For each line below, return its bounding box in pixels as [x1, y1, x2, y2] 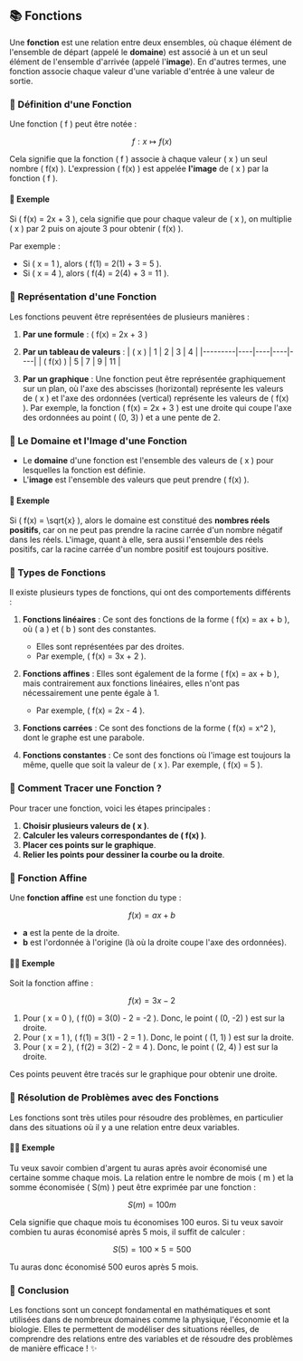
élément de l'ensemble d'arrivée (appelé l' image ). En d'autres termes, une [9, 56, 287, 67]
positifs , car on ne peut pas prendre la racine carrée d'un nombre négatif [9, 525, 283, 536]
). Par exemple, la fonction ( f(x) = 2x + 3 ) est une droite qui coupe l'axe [22, 402, 292, 413]
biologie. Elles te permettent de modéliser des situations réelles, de [9, 1324, 260, 1334]
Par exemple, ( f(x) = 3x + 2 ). [35, 651, 147, 661]
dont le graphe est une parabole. [22, 732, 145, 743]
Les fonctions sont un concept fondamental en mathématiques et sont [9, 1305, 271, 1315]
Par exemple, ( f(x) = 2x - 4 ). [35, 705, 146, 716]
